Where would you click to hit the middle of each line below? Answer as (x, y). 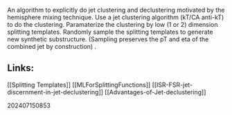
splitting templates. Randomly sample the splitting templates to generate (110, 32)
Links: (21, 68)
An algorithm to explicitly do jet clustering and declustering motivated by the (116, 10)
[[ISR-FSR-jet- (172, 85)
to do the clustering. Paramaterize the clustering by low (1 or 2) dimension (113, 24)
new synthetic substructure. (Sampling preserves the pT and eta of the (108, 39)
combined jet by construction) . (52, 46)
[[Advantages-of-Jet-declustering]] (155, 92)
